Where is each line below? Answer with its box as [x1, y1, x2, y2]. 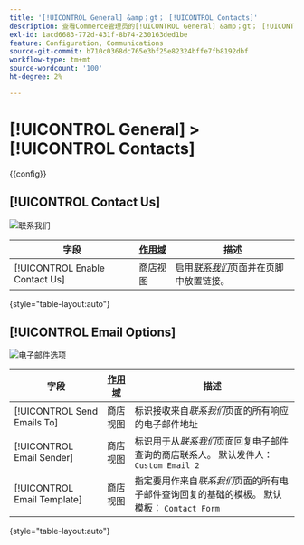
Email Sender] [14, 452, 74, 464]
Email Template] [14, 493, 83, 506]
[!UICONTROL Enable [14, 262, 106, 274]
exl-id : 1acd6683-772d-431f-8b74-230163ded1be [9, 30, 188, 39]
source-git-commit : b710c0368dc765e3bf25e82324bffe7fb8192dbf [9, 47, 249, 56]
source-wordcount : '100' [9, 64, 103, 73]
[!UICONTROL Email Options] [9, 324, 176, 339]
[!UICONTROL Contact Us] [9, 195, 161, 210]
